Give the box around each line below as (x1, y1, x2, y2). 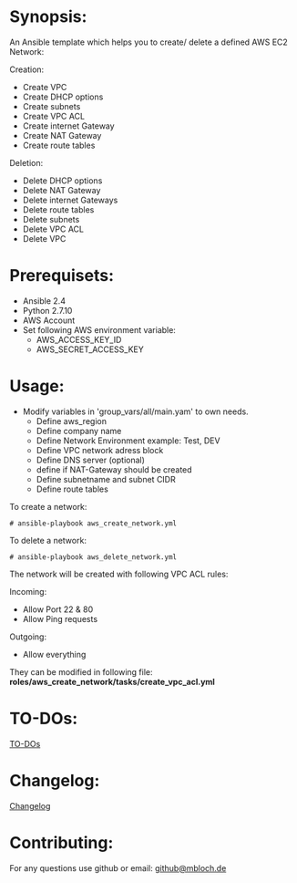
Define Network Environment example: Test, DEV (36, 435, 220, 446)
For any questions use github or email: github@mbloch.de (9, 862, 227, 873)
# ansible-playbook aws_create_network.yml (9, 518, 178, 528)
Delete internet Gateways (22, 194, 118, 205)
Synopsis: (9, 6, 87, 27)
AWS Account (22, 315, 76, 326)
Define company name (36, 425, 122, 436)
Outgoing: (9, 631, 47, 642)
